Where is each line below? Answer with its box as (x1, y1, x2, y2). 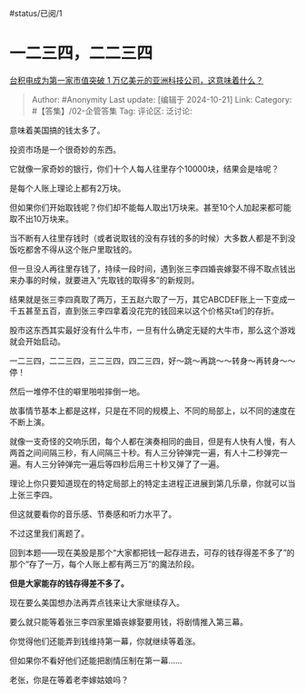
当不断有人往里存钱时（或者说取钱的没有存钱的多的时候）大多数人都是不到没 (9, 233, 296, 243)
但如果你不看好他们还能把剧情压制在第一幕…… (9, 655, 183, 666)
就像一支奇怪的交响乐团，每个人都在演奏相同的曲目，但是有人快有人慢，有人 (9, 435, 296, 447)
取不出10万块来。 (9, 213, 74, 224)
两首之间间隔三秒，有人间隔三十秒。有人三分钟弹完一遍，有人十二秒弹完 (9, 447, 280, 458)
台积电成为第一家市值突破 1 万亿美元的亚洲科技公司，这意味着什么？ (9, 74, 264, 85)
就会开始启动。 (9, 335, 65, 347)
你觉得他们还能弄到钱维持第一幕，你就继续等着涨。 (9, 635, 201, 647)
